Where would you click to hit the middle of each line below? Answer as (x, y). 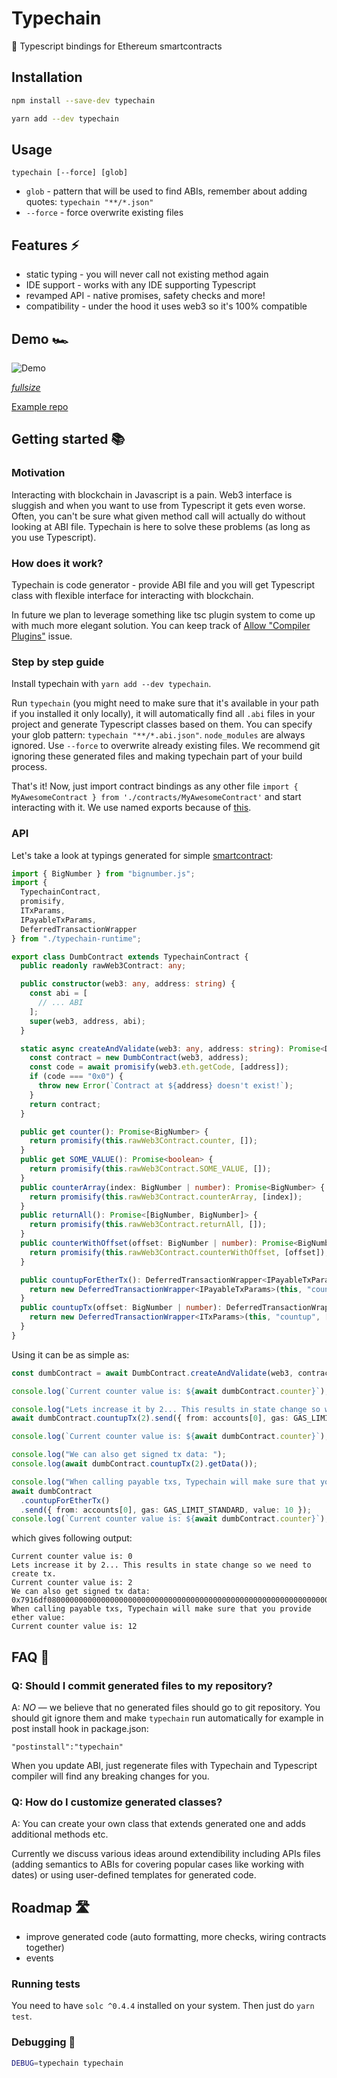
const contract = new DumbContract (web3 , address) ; (139, 1058)
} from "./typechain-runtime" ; (76, 938)
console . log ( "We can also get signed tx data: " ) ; (119, 1455)
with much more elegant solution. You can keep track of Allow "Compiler (161, 625)
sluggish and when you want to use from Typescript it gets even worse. (158, 505)
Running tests (46, 1984)
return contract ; (65, 1104)
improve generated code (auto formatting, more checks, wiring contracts (176, 1937)
